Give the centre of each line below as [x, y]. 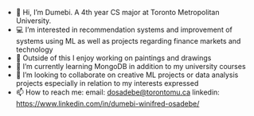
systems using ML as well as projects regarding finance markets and [128, 41]
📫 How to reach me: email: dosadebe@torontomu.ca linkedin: [118, 92]
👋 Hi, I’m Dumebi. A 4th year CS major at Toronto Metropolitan [117, 12]
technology [34, 49]
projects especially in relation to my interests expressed [107, 83]
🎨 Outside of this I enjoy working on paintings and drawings [113, 58]
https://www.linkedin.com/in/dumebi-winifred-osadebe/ [107, 104]
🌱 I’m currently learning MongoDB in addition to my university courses [131, 66]
